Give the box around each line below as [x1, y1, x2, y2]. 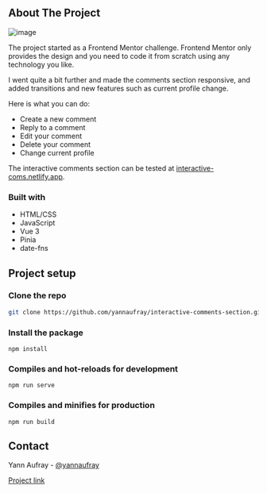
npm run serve [8, 381, 56, 390]
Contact [8, 439, 49, 453]
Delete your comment [19, 139, 91, 149]
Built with [8, 191, 46, 202]
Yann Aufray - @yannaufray [8, 460, 99, 470]
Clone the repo [8, 290, 67, 301]
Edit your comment [19, 131, 83, 141]
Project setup [8, 266, 77, 280]
